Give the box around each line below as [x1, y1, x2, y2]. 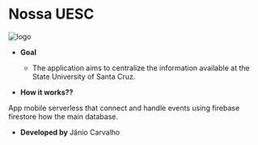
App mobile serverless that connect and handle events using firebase [8, 103, 240, 113]
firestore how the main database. [8, 111, 119, 122]
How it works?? [19, 87, 74, 97]
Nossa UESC [8, 5, 95, 23]
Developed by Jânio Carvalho [19, 127, 121, 137]
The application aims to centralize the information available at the [32, 62, 250, 73]
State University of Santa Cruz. [32, 71, 136, 81]
